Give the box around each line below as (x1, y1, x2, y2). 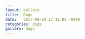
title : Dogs (5, 12, 33, 17)
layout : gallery (5, 7, 39, 13)
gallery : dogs (5, 26, 35, 31)
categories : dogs (5, 21, 42, 27)
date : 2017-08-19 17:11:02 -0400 (5, 17, 80, 22)
